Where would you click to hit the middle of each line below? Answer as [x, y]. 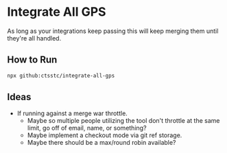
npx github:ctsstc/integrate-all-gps [61, 75]
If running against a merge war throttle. [72, 113]
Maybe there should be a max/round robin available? [101, 143]
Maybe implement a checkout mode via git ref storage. [105, 135]
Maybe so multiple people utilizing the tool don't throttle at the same [123, 121]
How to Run [32, 60]
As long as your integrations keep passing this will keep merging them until [113, 31]
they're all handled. [34, 38]
